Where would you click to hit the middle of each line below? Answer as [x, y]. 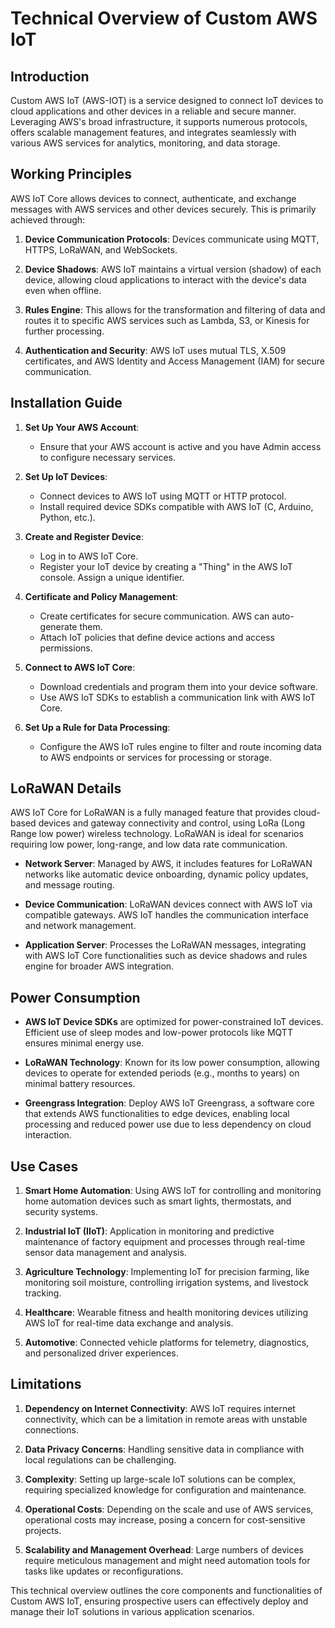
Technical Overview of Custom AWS [164, 18]
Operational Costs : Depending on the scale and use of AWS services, [169, 1509]
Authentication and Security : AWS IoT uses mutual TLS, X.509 [155, 350]
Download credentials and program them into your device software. [178, 686]
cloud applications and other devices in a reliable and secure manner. [153, 111]
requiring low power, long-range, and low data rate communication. [149, 844]
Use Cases [44, 1166]
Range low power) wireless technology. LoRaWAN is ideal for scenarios [157, 834]
